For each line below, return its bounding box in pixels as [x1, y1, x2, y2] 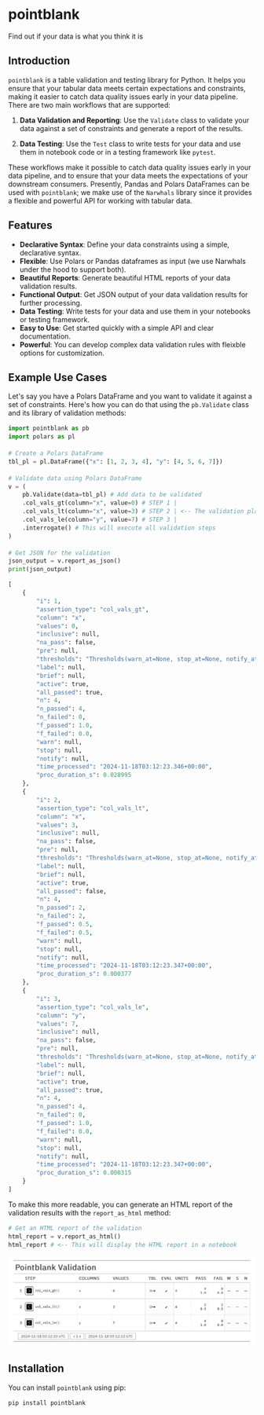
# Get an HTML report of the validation [8, 1224, 143, 1232]
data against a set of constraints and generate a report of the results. [19, 123, 244, 133]
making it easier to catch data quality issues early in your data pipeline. [8, 92, 238, 101]
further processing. [19, 298, 82, 307]
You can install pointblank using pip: [8, 1383, 126, 1392]
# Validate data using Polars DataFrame [8, 474, 143, 482]
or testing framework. [19, 314, 90, 324]
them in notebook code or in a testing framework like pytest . [19, 147, 216, 156]
